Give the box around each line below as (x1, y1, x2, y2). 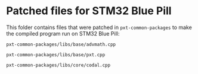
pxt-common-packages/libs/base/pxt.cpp (6, 52, 106, 57)
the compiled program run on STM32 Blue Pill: (6, 30, 120, 37)
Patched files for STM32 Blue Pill (6, 4, 172, 18)
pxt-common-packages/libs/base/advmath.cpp (6, 41, 116, 47)
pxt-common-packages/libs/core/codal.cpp (6, 62, 111, 68)
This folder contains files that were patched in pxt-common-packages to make (6, 24, 192, 31)
